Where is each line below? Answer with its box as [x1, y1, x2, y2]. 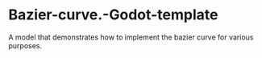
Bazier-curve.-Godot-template [8, 6, 218, 24]
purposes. [8, 40, 43, 50]
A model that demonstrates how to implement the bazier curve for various [8, 32, 254, 42]
